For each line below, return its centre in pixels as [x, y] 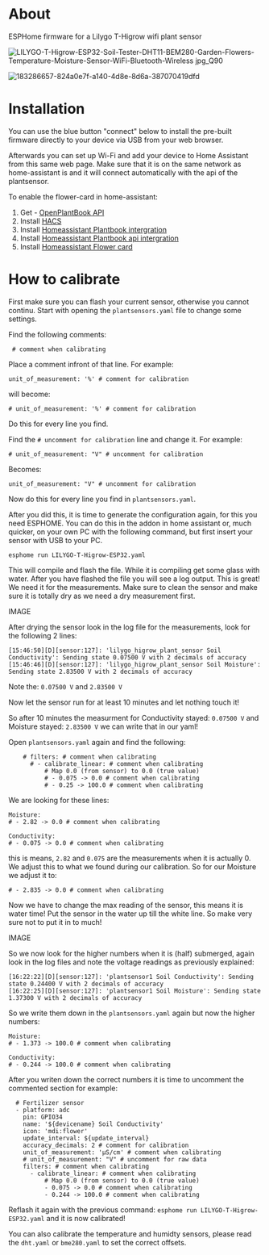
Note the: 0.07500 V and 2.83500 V [65, 686]
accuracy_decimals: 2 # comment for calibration [106, 1145]
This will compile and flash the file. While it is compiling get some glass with [134, 570]
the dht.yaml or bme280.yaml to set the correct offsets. [97, 1242]
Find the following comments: [58, 334]
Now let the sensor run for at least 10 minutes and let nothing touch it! [124, 702]
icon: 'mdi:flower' [56, 1131]
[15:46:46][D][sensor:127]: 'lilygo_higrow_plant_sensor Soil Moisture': [135, 664]
